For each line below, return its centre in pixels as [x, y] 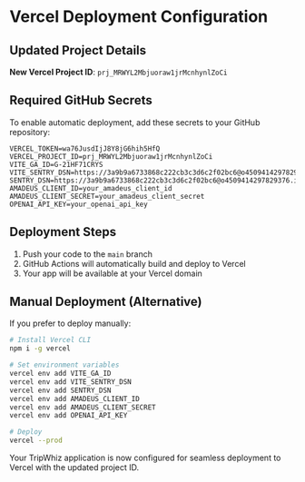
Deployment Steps [63, 232]
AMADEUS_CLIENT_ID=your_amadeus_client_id [91, 188]
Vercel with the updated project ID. [74, 467]
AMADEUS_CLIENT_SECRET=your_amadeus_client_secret [107, 196]
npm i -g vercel [40, 349]
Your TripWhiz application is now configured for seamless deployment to [145, 458]
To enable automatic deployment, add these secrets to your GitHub [135, 122]
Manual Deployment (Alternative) [106, 302]
